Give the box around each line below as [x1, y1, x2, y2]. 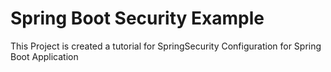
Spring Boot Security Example [10, 7, 265, 30]
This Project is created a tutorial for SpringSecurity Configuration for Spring [10, 40, 322, 52]
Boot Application [10, 50, 79, 62]
